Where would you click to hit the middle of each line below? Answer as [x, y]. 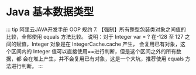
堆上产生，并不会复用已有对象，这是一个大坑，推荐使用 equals [109, 59]
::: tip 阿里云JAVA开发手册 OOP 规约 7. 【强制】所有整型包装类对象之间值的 [96, 29]
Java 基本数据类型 [50, 12]
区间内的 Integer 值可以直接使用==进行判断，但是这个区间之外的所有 [94, 51]
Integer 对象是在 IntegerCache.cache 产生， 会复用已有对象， [106, 44]
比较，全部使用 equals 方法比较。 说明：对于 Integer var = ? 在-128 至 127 [95, 36]
